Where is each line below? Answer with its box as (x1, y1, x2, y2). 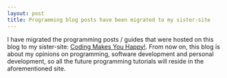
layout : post (7, 10, 45, 17)
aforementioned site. (7, 64, 66, 73)
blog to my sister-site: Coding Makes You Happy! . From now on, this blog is (7, 42, 220, 51)
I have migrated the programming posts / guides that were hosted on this (7, 35, 214, 43)
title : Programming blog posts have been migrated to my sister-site (7, 16, 211, 23)
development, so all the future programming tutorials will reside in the (7, 57, 204, 65)
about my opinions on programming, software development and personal (7, 49, 215, 58)
